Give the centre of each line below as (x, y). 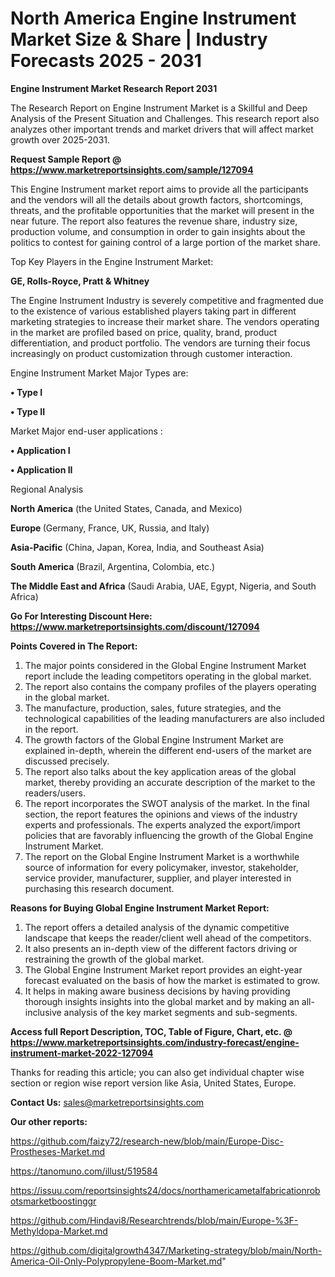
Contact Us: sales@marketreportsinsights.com (107, 1102)
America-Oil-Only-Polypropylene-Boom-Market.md (116, 1261)
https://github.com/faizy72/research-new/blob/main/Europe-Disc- (147, 1141)
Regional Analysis (47, 489)
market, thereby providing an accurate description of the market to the (170, 782)
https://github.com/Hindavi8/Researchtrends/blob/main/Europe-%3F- (154, 1220)
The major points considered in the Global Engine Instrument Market (165, 665)
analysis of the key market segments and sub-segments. (180, 1012)
